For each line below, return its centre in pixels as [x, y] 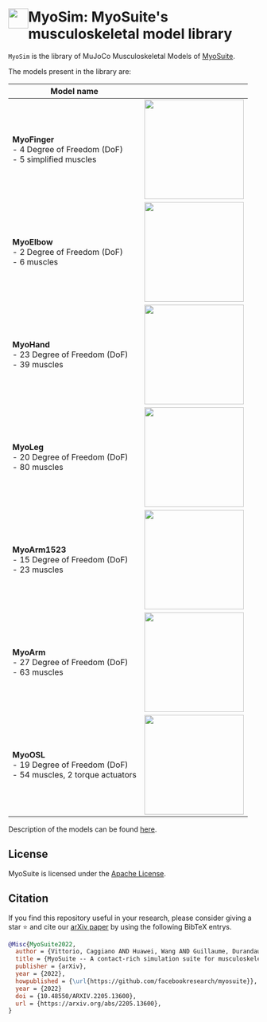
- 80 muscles [38, 467]
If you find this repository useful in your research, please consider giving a [130, 918]
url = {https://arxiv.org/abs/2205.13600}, [88, 1004]
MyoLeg [28, 447]
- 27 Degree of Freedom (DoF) [70, 662]
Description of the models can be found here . [83, 829]
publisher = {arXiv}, [51, 967]
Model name [75, 91]
